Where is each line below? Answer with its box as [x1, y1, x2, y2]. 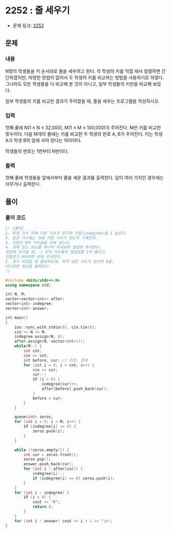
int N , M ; [5, 292, 26, 297]
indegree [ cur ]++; [41, 382, 79, 387]
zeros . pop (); [23, 457, 51, 462]
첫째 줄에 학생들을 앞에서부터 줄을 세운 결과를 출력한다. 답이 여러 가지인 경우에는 [5, 174, 164, 181]
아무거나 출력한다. [5, 181, 41, 187]
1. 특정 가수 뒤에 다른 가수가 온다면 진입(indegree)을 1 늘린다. [5, 231, 128, 236]
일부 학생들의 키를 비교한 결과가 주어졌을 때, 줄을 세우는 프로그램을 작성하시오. [5, 98, 160, 104]
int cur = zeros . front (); [23, 452, 79, 457]
